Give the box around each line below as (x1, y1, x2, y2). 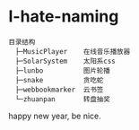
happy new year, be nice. (8, 110, 102, 121)
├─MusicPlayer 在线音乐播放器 (14, 47, 131, 56)
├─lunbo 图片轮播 (14, 65, 111, 75)
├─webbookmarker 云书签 (14, 85, 104, 94)
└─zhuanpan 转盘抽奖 (14, 94, 111, 104)
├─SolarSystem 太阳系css (14, 56, 116, 65)
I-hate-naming (8, 6, 119, 27)
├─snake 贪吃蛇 (14, 75, 104, 84)
